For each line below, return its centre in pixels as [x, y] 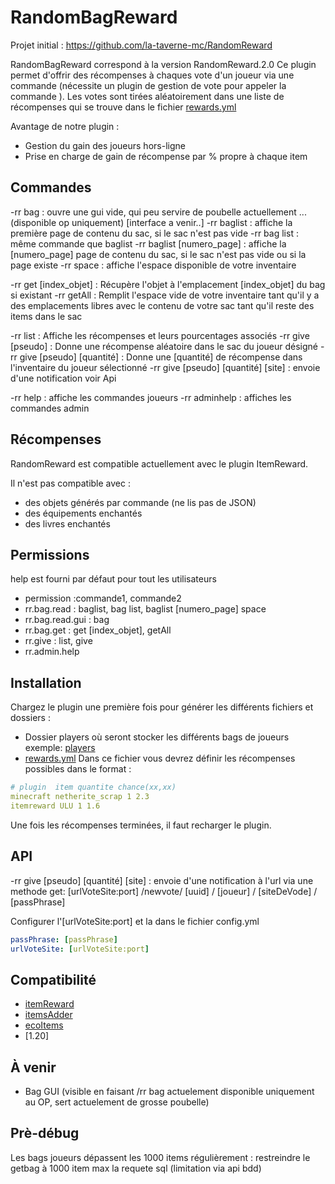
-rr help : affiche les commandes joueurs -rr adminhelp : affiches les [151, 397]
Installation [46, 682]
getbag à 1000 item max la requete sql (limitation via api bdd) [136, 1168]
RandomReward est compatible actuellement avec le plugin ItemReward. [159, 463]
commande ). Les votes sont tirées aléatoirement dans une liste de [147, 96]
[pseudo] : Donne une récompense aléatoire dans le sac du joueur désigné [164, 346]
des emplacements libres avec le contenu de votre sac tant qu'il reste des [162, 305]
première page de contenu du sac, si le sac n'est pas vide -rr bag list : [154, 233]
